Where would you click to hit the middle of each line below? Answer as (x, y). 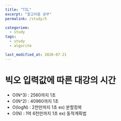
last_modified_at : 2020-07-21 (36, 54)
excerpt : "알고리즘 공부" (28, 14)
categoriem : (17, 27)
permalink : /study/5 (26, 19)
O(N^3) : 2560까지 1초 (34, 95)
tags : (11, 37)
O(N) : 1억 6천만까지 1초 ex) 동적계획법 (49, 113)
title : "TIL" (18, 10)
